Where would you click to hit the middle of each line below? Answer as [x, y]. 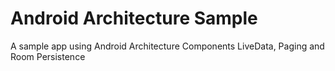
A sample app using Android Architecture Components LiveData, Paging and [167, 46]
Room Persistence [48, 56]
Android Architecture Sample [134, 18]
